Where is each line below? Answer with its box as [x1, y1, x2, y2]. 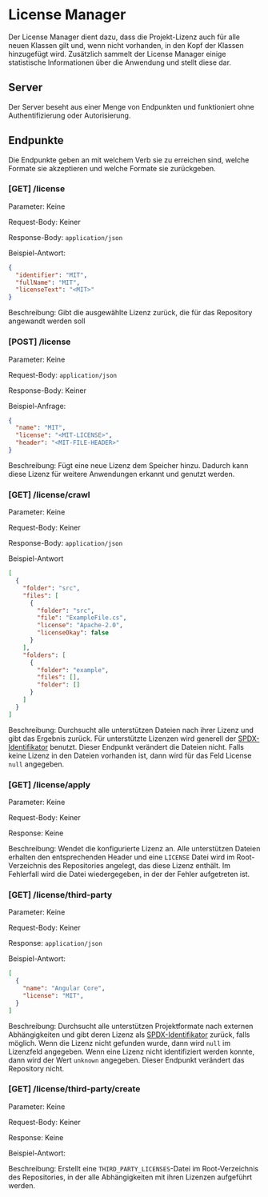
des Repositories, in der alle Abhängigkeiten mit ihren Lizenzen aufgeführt [8, 1172, 253, 1182]
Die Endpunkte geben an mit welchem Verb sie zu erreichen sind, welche [8, 154, 250, 165]
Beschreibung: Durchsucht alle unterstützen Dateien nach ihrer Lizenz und [8, 725, 254, 735]
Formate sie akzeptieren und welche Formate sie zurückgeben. [8, 163, 216, 173]
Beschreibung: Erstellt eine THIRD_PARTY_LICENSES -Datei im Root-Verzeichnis [8, 1163, 258, 1173]
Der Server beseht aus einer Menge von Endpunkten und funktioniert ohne [8, 102, 254, 111]
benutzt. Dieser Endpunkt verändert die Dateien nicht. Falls [49, 742, 244, 751]
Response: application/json [8, 939, 102, 948]
